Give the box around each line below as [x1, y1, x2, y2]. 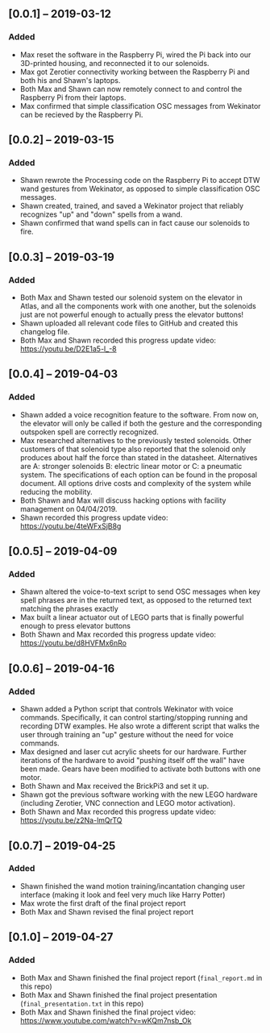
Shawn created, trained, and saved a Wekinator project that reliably [19, 201, 244, 211]
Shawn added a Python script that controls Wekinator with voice [19, 704, 234, 714]
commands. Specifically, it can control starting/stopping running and [19, 713, 248, 723]
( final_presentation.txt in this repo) [19, 998, 144, 1008]
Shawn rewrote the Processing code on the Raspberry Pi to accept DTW [19, 176, 260, 185]
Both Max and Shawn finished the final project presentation [19, 989, 218, 999]
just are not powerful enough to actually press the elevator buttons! [19, 310, 244, 320]
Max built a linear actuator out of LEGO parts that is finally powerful [19, 612, 244, 622]
